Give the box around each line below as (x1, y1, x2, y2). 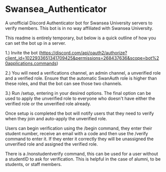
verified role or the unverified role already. (5, 100, 91, 106)
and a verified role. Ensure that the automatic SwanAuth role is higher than (5, 75, 157, 81)
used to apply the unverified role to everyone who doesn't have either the (5, 95, 155, 101)
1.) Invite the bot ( (5, 50, 41, 56)
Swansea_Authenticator (5, 3, 107, 15)
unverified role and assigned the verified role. (5, 141, 98, 147)
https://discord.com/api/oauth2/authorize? (40, 50, 127, 56)
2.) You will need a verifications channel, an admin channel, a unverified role (5, 70, 161, 76)
